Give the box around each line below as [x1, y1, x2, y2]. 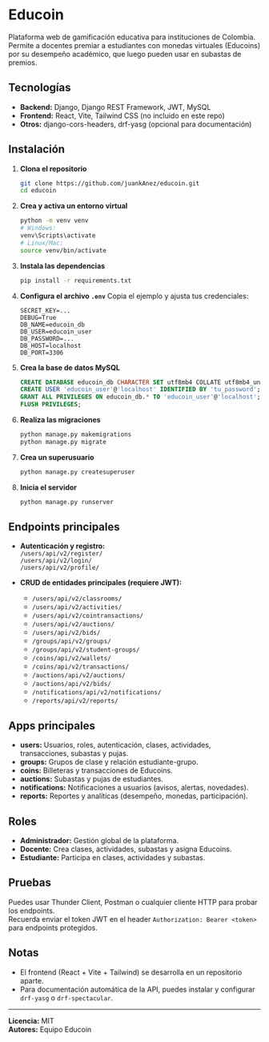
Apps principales [8, 719, 96, 733]
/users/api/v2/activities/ [31, 604, 122, 612]
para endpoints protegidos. [8, 923, 98, 932]
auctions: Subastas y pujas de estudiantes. [19, 774, 164, 784]
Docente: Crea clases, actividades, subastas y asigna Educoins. [19, 844, 232, 854]
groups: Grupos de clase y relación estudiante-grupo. [19, 757, 199, 767]
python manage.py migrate [19, 438, 106, 446]
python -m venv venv [19, 216, 89, 225]
